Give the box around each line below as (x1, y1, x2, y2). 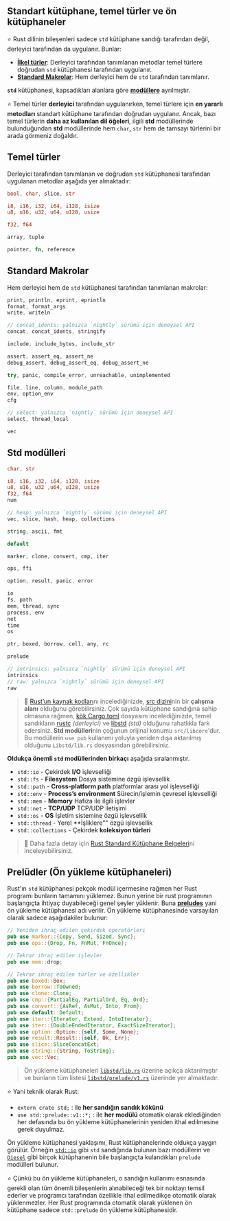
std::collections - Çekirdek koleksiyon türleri (16, 825, 151, 834)
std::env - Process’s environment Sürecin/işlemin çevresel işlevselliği (16, 789, 218, 797)
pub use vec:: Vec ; (7, 1054, 60, 1061)
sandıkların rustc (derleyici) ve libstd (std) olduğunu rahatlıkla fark (23, 719, 210, 727)
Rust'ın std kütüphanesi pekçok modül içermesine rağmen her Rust (7, 885, 197, 893)
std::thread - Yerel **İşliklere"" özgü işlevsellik (16, 819, 153, 827)
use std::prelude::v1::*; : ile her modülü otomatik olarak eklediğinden (16, 1110, 221, 1119)
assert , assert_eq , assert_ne (7, 353, 94, 360)
